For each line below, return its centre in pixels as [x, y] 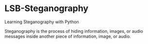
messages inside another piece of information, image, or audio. [68, 36]
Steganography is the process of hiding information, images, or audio [74, 31]
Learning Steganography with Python [42, 22]
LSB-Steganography [46, 8]
